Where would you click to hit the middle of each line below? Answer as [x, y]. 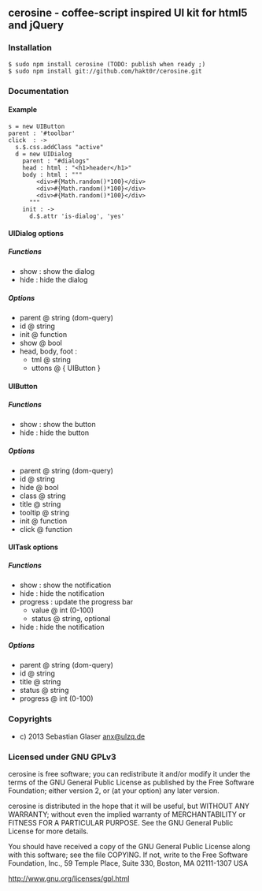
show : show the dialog [57, 271]
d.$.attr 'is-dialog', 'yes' [77, 216]
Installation [30, 48]
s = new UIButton [37, 126]
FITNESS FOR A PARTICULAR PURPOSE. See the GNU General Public [121, 823]
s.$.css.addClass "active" [59, 147]
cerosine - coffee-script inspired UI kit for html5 [128, 13]
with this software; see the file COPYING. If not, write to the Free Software [128, 855]
